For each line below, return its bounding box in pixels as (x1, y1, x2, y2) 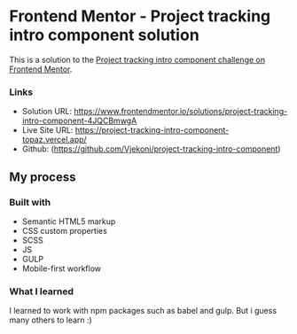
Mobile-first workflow (21, 263, 102, 274)
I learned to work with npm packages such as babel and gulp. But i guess (9, 306, 277, 316)
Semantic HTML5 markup (21, 215, 116, 227)
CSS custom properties (21, 225, 108, 236)
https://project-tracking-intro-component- (74, 125, 230, 136)
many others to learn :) (9, 315, 93, 325)
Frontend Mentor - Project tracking (9, 6, 271, 27)
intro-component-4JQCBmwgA (21, 115, 137, 126)
